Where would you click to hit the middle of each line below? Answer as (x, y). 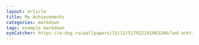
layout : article (26, 11)
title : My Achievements (36, 17)
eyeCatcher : (21, 33)
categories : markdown (33, 22)
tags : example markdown (36, 28)
